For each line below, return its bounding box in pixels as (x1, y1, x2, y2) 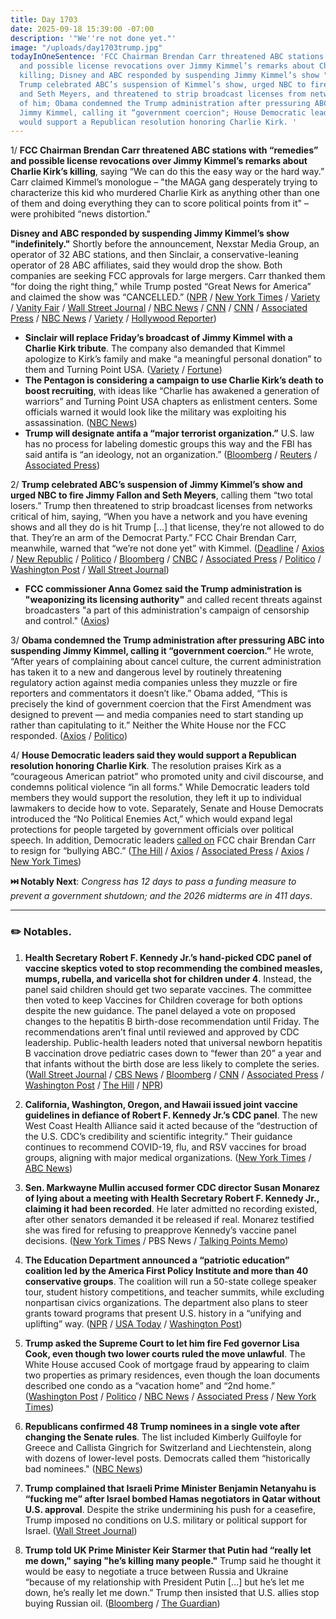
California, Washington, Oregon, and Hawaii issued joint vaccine (24, 1098, 298, 1110)
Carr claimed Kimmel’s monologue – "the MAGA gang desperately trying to (10, 176, 318, 188)
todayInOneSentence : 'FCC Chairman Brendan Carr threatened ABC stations (10, 52, 325, 62)
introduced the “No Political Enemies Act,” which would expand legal (10, 813, 293, 825)
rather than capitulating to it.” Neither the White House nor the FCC (10, 719, 287, 731)
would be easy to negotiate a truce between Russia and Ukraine (24, 1565, 289, 1577)
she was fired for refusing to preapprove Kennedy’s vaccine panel (24, 1224, 297, 1236)
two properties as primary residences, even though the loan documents (24, 1369, 321, 1381)
